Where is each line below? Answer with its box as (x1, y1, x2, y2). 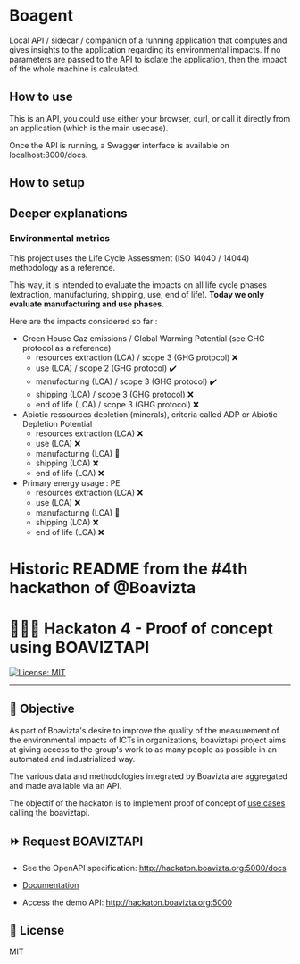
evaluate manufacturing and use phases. (9, 298, 165, 309)
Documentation (21, 879, 79, 890)
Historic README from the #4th (9, 559, 248, 579)
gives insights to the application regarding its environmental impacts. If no (9, 44, 281, 54)
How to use (9, 89, 73, 105)
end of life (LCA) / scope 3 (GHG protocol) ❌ (35, 398, 199, 409)
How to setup (9, 175, 85, 190)
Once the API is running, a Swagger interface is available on (9, 139, 230, 150)
